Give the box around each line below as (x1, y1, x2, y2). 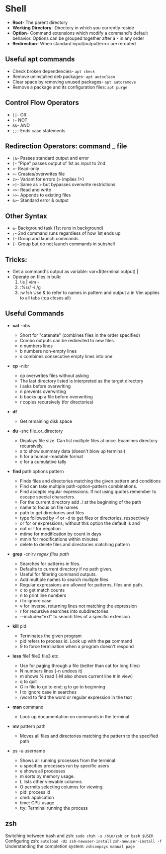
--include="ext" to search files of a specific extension (19, 613, 130, 619)
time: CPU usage (19, 799, 55, 806)
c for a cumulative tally (19, 459, 67, 465)
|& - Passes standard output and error (12, 155, 89, 161)
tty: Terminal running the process (19, 805, 88, 811)
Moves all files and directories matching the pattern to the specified (19, 733, 159, 739)
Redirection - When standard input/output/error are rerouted (12, 40, 136, 46)
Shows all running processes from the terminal (19, 757, 116, 763)
